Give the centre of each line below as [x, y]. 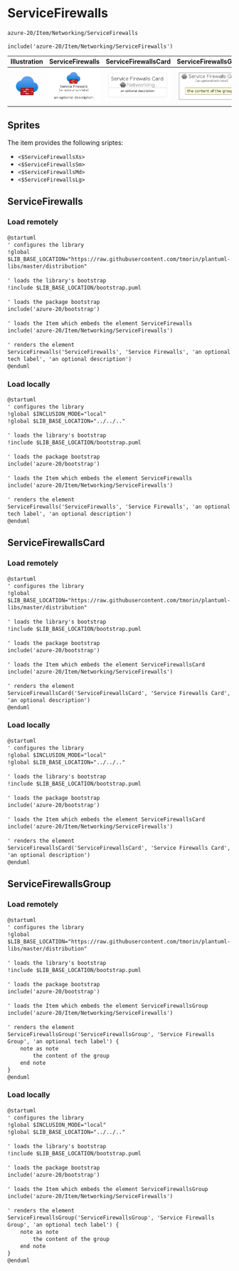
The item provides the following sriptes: [65, 142]
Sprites [24, 125]
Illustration [27, 61]
